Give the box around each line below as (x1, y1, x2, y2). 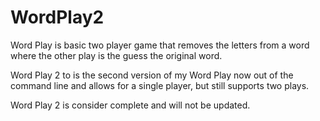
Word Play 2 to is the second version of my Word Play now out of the (10, 69, 294, 81)
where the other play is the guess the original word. (10, 49, 223, 61)
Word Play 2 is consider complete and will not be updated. (10, 99, 251, 111)
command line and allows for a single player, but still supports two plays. (10, 79, 310, 91)
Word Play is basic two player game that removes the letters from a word (10, 39, 310, 51)
